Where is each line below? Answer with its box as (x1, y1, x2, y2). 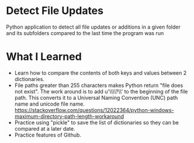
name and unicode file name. (14, 100, 85, 107)
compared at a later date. (14, 125, 76, 132)
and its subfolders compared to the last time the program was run (6, 29, 164, 36)
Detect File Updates (6, 4, 104, 18)
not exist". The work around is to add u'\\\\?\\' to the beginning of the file (14, 88, 188, 95)
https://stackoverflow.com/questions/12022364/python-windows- (14, 106, 174, 113)
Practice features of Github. (14, 131, 82, 138)
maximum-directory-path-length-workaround (14, 113, 124, 120)
